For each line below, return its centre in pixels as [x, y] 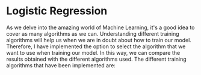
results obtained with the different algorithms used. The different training [96, 59]
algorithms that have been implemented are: [61, 65]
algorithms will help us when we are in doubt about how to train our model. [99, 40]
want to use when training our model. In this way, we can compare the [93, 52]
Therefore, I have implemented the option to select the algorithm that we [96, 46]
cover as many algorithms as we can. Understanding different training [93, 33]
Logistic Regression [57, 11]
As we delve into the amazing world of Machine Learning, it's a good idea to [100, 27]
